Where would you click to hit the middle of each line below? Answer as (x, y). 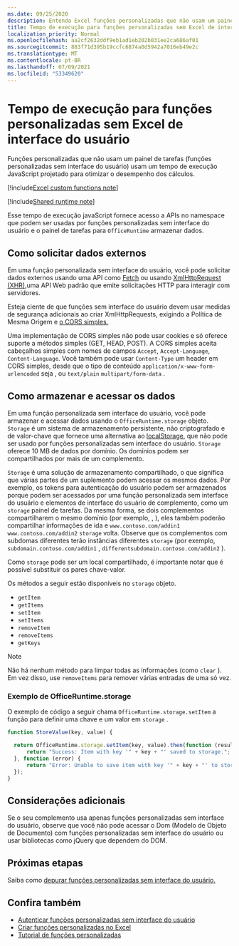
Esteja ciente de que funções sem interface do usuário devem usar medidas (119, 307)
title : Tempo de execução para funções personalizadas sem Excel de (111, 27)
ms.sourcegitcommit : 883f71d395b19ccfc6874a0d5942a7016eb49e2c (103, 47)
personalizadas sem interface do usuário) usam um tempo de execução (112, 166)
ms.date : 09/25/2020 (38, 14)
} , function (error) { (47, 759)
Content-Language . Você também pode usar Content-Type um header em (113, 359)
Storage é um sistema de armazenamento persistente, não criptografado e (116, 428)
